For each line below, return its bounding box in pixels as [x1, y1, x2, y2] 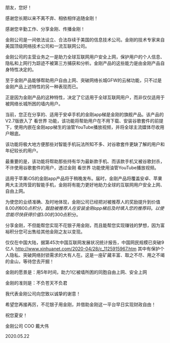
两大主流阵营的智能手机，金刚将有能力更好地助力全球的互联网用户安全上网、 [5, 182, 165, 187]
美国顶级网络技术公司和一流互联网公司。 [5, 43, 90, 49]
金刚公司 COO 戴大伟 [5, 323, 49, 329]
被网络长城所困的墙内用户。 [5, 101, 63, 106]
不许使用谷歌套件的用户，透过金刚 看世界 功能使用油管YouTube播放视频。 [5, 165, 159, 171]
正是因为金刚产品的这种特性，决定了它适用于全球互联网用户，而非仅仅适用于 [5, 94, 165, 100]
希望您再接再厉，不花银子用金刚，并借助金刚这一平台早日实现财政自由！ [5, 301, 156, 308]
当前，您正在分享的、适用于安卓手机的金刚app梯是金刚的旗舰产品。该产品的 [5, 111, 164, 118]
